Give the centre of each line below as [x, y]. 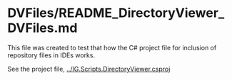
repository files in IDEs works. [51, 55]
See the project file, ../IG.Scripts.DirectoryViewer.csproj [89, 69]
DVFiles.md [42, 28]
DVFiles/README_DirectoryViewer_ [116, 13]
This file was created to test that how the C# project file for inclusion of [112, 47]
